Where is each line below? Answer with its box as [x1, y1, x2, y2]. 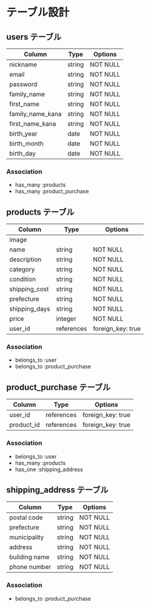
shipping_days [9, 305, 50, 313]
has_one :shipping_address [15, 466, 83, 473]
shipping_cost [9, 285, 50, 294]
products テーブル [6, 207, 74, 217]
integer [56, 314, 77, 323]
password [9, 80, 37, 88]
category [9, 265, 35, 274]
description [9, 255, 42, 264]
